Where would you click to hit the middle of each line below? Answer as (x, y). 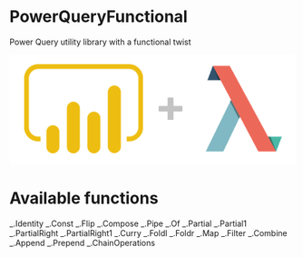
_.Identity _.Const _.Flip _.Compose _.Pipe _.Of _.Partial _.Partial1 (128, 223)
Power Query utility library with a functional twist (101, 42)
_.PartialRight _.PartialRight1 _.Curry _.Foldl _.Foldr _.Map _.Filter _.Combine (148, 232)
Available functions (84, 198)
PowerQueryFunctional (98, 17)
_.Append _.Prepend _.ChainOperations (83, 242)
